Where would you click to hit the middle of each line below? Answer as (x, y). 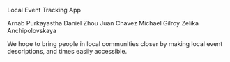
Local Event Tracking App (44, 10)
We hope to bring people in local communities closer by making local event (115, 44)
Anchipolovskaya (32, 31)
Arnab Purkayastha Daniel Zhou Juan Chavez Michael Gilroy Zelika (103, 23)
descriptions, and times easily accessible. (67, 51)
